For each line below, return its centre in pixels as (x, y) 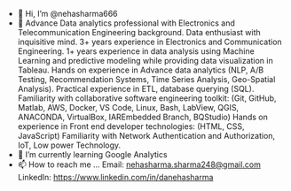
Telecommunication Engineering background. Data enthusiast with (139, 32)
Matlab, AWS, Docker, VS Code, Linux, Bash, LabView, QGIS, (128, 107)
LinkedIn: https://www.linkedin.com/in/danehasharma (115, 177)
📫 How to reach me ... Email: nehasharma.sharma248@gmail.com (139, 164)
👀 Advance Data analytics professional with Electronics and (126, 23)
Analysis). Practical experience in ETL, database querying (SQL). (136, 89)
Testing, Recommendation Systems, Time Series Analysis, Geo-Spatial (146, 79)
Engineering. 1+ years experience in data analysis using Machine (136, 51)
